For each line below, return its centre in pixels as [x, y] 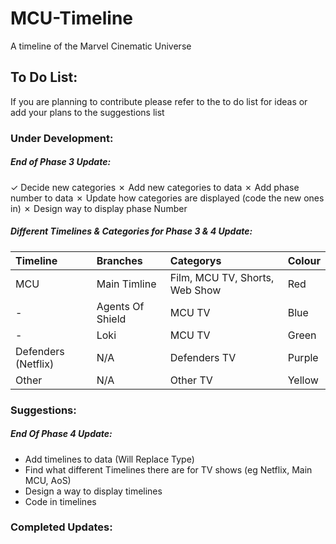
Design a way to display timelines [93, 491]
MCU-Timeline [72, 18]
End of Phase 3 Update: [61, 162]
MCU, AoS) [48, 480]
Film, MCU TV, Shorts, [222, 277]
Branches [119, 260]
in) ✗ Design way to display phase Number [99, 208]
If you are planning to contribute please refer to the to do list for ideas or [159, 101]
